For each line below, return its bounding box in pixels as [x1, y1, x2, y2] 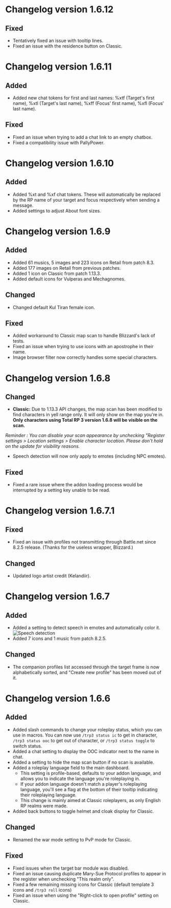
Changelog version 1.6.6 [5, 693, 111, 704]
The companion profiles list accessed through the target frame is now [12, 664, 160, 670]
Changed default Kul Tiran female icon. [12, 304, 95, 310]
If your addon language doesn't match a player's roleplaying [20, 781, 147, 787]
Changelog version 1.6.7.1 [5, 505, 115, 516]
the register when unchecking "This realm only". [12, 876, 114, 882]
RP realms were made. [20, 803, 68, 809]
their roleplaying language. [20, 792, 77, 798]
